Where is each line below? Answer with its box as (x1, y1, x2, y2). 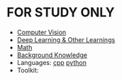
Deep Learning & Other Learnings (16, 35, 116, 44)
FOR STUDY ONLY (6, 4, 115, 21)
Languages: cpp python (16, 58, 87, 66)
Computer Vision (16, 28, 67, 36)
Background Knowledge (16, 51, 88, 59)
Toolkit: (16, 66, 39, 74)
